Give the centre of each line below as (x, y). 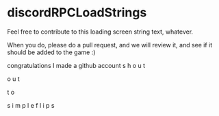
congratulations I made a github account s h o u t (76, 65)
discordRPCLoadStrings (77, 13)
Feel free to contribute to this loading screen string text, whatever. (100, 32)
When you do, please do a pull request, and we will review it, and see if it (110, 45)
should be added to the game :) (51, 52)
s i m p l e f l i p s (31, 105)
